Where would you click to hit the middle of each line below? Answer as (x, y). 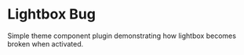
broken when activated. (46, 43)
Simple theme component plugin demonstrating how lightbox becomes (122, 36)
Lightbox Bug (51, 14)
